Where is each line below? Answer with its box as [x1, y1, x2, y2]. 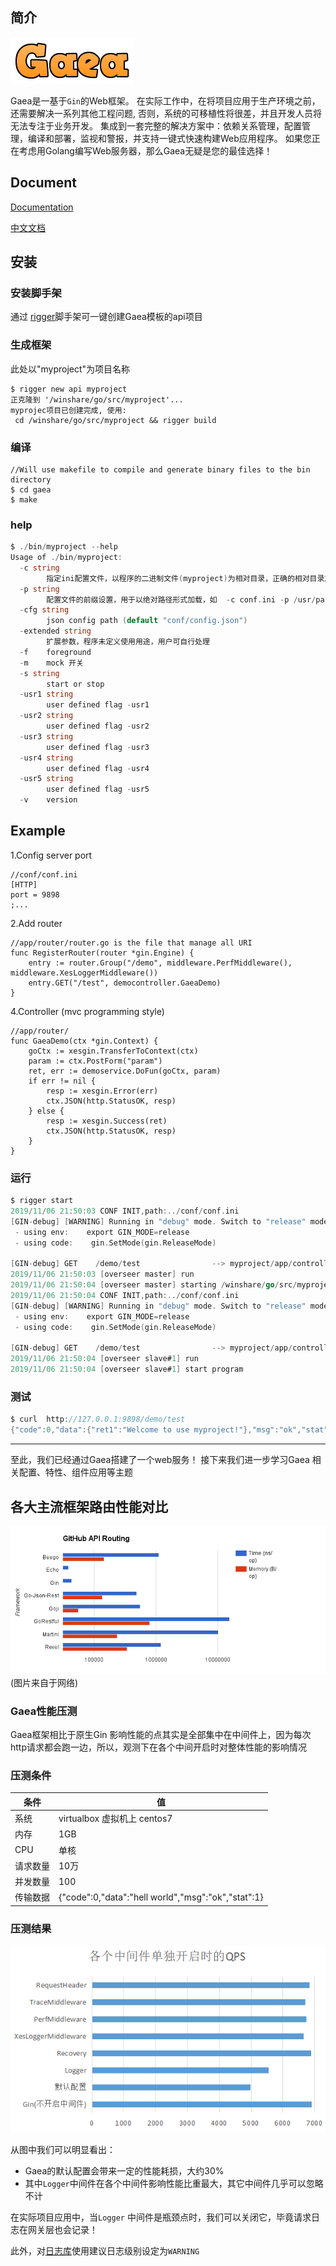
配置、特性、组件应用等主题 [18, 1466, 133, 1478]
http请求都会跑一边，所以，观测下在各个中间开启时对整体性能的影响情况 [10, 1741, 308, 1753]
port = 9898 [10, 889, 60, 900]
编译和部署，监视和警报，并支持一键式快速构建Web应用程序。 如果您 [27, 132, 312, 144]
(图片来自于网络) [10, 1676, 79, 1688]
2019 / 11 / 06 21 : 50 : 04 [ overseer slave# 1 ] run [10, 1354, 199, 1364]
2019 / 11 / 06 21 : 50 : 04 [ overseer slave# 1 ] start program [10, 1364, 244, 1375]
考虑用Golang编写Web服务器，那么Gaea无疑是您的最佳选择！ [18, 144, 273, 157]
